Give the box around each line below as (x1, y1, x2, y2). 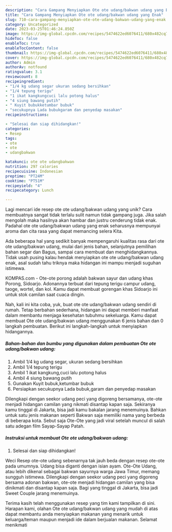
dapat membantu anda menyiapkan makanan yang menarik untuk (5, 511, 143, 517)
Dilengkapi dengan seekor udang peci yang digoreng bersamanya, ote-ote (5, 396, 163, 402)
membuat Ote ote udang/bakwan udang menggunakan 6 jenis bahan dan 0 (5, 318, 164, 324)
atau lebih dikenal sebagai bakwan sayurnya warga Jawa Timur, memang (5, 469, 160, 475)
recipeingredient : (5, 79, 45, 84)
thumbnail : (5, 50, 29, 55)
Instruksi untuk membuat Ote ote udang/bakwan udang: (5, 435, 128, 441)
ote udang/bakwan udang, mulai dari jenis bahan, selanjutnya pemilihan (5, 244, 157, 250)
